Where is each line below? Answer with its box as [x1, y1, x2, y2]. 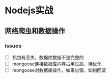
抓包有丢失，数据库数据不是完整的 [12, 54, 84, 60]
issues [5, 42, 21, 49]
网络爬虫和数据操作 [5, 27, 65, 35]
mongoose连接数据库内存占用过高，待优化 [12, 61, 102, 67]
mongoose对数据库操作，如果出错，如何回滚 [12, 67, 106, 73]
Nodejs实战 [5, 5, 54, 16]
